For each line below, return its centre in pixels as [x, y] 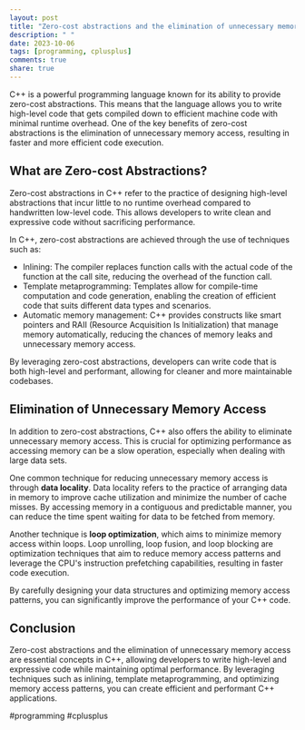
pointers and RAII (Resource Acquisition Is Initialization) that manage [150, 324]
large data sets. [39, 460]
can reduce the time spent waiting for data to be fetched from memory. [142, 516]
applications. [33, 698]
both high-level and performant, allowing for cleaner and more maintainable [151, 371]
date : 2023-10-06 [42, 43]
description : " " [42, 35]
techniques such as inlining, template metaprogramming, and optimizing [144, 679]
